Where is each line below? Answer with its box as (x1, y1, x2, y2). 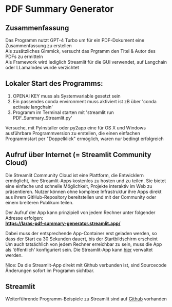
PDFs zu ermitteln (5, 53, 43, 60)
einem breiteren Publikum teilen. (5, 199, 73, 205)
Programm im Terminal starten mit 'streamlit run (12, 109, 114, 116)
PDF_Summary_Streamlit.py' (12, 114, 73, 121)
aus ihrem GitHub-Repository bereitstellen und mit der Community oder (5, 194, 157, 200)
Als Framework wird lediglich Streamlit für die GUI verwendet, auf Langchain (5, 59, 167, 65)
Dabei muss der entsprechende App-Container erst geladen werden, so (5, 230, 157, 236)
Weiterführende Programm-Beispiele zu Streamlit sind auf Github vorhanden (5, 296, 167, 302)
